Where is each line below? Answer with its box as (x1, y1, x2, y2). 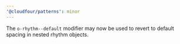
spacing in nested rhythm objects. (6, 31, 89, 38)
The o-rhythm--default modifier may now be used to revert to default (6, 25, 175, 32)
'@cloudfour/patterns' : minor (6, 8, 81, 15)
